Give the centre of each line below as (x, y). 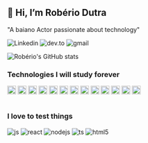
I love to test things (40, 117)
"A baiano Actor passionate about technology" (74, 29)
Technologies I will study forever (64, 74)
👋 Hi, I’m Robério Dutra (57, 13)
